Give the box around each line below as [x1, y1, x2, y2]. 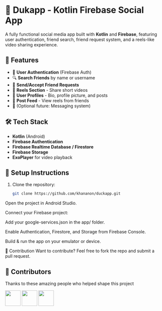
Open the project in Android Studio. [5, 200, 77, 206]
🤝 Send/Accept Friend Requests [12, 81, 79, 88]
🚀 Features [5, 56, 39, 65]
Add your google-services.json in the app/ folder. [5, 219, 105, 225]
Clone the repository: [12, 182, 56, 188]
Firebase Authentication [12, 138, 63, 145]
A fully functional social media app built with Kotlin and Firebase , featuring [5, 31, 158, 37]
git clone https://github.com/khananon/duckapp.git [12, 191, 121, 196]
